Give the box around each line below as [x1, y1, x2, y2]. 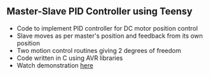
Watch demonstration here [16, 61, 93, 69]
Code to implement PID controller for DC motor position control [16, 24, 198, 32]
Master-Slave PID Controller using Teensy [6, 6, 193, 17]
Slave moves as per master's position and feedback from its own [16, 31, 203, 40]
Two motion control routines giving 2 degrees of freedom [16, 46, 181, 54]
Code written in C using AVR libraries [16, 54, 123, 62]
